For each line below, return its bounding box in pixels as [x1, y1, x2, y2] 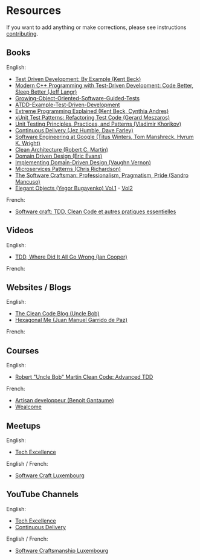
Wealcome [15, 403, 42, 411]
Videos [6, 225, 34, 236]
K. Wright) [15, 140, 40, 147]
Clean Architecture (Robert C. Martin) [15, 146, 109, 153]
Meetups [6, 420, 41, 431]
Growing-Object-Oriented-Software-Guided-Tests [15, 94, 140, 101]
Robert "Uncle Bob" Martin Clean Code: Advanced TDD [15, 373, 153, 381]
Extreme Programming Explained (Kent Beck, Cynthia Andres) [15, 107, 169, 115]
